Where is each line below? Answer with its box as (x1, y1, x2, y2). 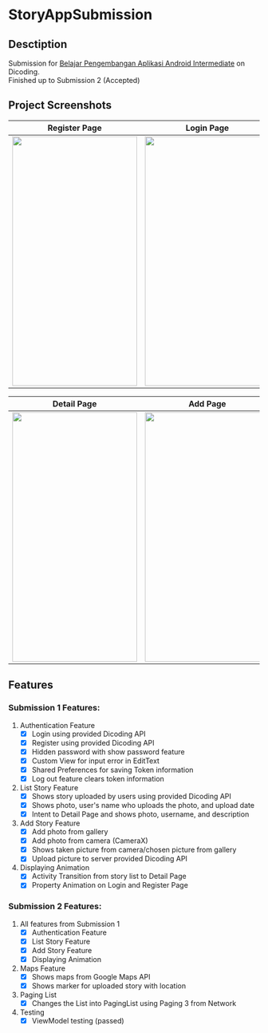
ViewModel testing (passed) (31, 1016, 125, 1026)
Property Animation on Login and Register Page (31, 881, 189, 890)
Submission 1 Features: (8, 703, 100, 714)
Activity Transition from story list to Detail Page (31, 872, 187, 881)
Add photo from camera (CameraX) (31, 836, 149, 845)
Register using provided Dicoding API (31, 738, 155, 747)
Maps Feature (19, 964, 66, 973)
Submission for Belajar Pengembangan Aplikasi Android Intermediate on (8, 58, 246, 68)
